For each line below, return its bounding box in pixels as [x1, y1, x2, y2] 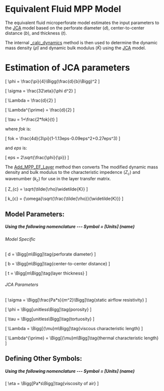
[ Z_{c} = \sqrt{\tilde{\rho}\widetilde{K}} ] [5, 186, 88, 192]
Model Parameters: [5, 210, 65, 218]
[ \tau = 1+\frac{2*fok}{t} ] [5, 116, 58, 122]
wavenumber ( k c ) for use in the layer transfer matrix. [5, 175, 111, 183]
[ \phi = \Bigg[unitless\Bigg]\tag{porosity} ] [5, 306, 92, 312]
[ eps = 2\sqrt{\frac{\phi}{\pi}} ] [5, 154, 70, 160]
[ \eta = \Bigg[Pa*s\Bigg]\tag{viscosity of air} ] [5, 381, 99, 386]
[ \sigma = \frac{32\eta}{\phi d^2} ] [5, 87, 76, 94]
